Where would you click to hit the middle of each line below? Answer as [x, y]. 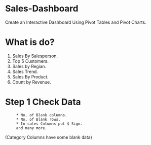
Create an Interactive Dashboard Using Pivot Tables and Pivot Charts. [76, 22]
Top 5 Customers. [30, 61]
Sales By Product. [30, 76]
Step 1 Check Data [43, 102]
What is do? [30, 42]
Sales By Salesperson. [35, 56]
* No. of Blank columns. [42, 115]
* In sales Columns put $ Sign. [49, 124]
